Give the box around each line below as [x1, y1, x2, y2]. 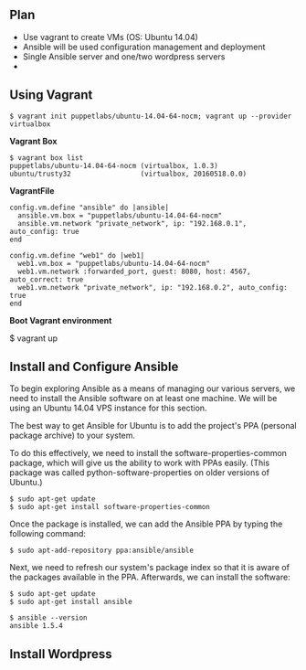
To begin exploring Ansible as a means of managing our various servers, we [9, 383, 296, 394]
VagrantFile [9, 185, 55, 196]
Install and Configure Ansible [9, 359, 179, 375]
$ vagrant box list [9, 153, 84, 163]
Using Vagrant [9, 87, 93, 103]
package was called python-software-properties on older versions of [9, 467, 269, 478]
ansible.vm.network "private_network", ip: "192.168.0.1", [17, 218, 248, 228]
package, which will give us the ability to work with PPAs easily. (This [9, 457, 270, 469]
